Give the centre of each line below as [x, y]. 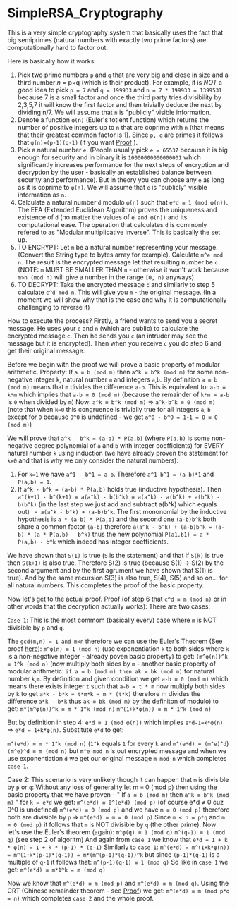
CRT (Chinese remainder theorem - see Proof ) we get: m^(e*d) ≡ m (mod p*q [119, 891]
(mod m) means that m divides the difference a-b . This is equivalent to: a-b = [116, 386]
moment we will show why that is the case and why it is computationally [122, 299]
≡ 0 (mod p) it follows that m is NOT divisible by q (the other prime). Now [112, 824]
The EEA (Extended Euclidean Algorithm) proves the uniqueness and [117, 209]
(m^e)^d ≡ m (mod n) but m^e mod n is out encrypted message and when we [117, 751]
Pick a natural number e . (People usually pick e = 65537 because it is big [122, 150]
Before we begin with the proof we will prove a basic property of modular [114, 364]
